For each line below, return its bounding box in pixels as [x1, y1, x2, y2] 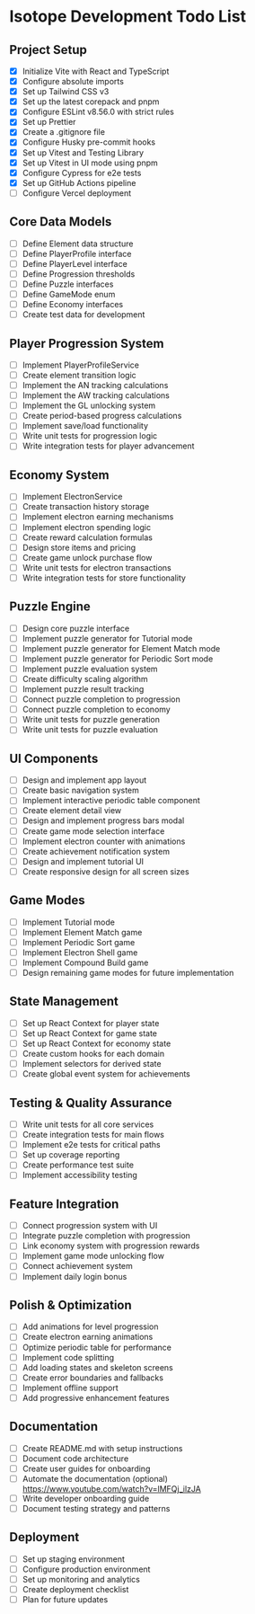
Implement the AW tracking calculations [22, 390, 171, 401]
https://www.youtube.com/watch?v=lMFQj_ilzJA [22, 1483, 202, 1494]
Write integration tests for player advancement [22, 440, 195, 451]
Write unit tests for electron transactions [22, 562, 172, 572]
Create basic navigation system [22, 785, 139, 796]
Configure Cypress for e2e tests [22, 167, 142, 178]
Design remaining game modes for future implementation [22, 967, 234, 978]
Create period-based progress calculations [22, 411, 182, 421]
